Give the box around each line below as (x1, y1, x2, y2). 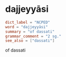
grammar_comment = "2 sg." (5, 34, 61, 39)
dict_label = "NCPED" (5, 20, 50, 25)
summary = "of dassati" (5, 29, 55, 34)
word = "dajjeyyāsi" (5, 24, 48, 29)
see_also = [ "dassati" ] (5, 38, 55, 43)
